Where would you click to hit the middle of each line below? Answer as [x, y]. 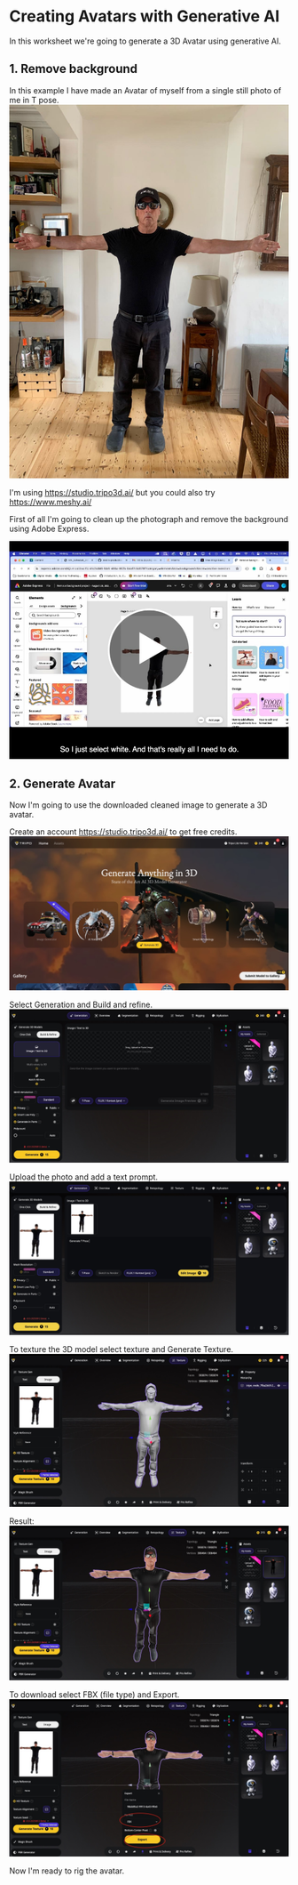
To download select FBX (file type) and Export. [94, 1694]
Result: [22, 1521]
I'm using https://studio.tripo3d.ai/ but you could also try [112, 492]
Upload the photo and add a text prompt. [83, 1177]
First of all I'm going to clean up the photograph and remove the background [149, 519]
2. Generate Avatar [63, 783]
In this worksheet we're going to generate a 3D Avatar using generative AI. [145, 41]
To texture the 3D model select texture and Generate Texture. [121, 1349]
